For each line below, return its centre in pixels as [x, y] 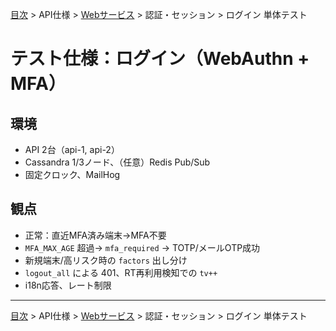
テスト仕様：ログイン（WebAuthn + [160, 59]
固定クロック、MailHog [72, 174]
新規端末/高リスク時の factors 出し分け [106, 260]
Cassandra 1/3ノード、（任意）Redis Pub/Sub [117, 162]
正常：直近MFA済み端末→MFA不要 [95, 235]
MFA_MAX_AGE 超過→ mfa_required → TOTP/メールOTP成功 [142, 247]
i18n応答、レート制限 [68, 285]
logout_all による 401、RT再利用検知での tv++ [121, 272]
